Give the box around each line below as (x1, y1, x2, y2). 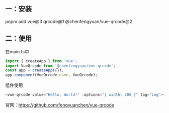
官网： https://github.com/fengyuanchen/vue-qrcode (5, 102, 115, 108)
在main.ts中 (5, 48, 29, 54)
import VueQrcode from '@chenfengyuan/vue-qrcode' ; (5, 63, 116, 68)
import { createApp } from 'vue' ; (5, 58, 78, 64)
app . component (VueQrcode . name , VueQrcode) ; (5, 72, 98, 78)
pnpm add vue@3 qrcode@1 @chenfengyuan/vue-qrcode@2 (5, 18, 132, 24)
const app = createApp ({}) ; (5, 68, 64, 73)
